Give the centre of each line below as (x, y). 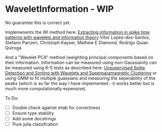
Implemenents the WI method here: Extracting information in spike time (77, 32)
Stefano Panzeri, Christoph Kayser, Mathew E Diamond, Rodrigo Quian (77, 42)
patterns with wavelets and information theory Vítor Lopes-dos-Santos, (78, 37)
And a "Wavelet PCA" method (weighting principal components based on (79, 57)
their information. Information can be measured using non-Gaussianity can (81, 62)
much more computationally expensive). (46, 88)
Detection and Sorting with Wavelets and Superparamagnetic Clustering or (81, 73)
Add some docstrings (34, 119)
